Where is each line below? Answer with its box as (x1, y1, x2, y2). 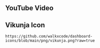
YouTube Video (5, 4, 54, 12)
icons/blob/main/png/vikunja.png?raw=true (5, 38, 95, 44)
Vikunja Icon (5, 21, 45, 29)
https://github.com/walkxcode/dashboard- (5, 34, 93, 39)
